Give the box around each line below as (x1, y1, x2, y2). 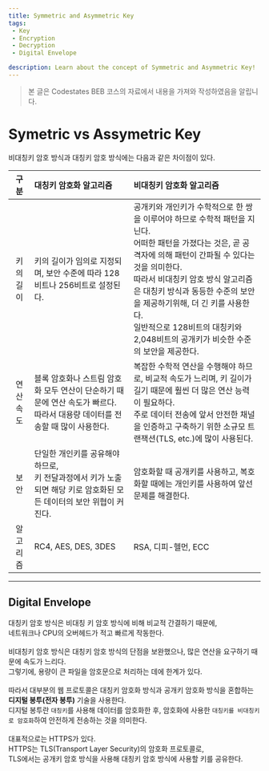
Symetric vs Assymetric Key (8, 125, 202, 144)
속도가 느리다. (22, 656, 66, 666)
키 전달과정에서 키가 (34, 472, 106, 483)
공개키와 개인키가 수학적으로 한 (133, 201, 244, 213)
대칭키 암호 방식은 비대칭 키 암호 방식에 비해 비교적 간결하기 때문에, (8, 618, 218, 627)
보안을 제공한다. (143, 346, 199, 357)
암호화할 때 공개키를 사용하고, (133, 466, 239, 477)
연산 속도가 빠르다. (50, 396, 118, 408)
